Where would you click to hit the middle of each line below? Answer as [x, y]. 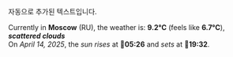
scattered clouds [37, 36]
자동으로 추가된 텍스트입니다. [53, 11]
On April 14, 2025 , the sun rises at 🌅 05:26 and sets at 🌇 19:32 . [109, 44]
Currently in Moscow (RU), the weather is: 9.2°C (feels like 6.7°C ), [116, 27]
